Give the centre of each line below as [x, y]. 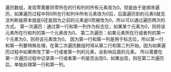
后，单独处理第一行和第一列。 [36, 64]
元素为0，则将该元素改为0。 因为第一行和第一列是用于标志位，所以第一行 [87, 39]
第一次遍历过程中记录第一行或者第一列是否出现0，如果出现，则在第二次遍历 [85, 58]
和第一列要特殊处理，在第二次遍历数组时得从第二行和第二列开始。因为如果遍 [85, 45]
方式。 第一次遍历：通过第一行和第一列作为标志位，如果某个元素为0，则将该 [85, 26]
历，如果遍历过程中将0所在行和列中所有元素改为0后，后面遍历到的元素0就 [83, 14]
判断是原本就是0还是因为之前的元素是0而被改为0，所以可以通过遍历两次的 [87, 20]
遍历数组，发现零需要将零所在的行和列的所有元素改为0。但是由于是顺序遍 [82, 7]
